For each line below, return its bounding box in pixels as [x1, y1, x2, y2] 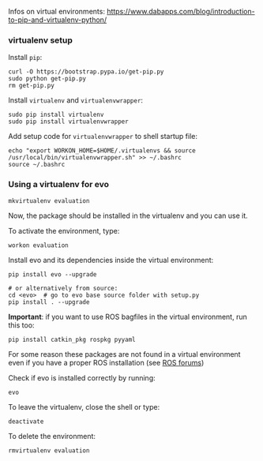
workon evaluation [8, 241, 69, 249]
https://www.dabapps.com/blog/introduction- [106, 7, 255, 16]
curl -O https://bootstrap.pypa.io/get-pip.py [8, 68, 164, 76]
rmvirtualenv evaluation [8, 446, 90, 455]
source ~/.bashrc [8, 161, 66, 169]
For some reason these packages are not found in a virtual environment [8, 349, 241, 358]
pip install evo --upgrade [8, 270, 97, 279]
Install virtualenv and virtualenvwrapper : [8, 96, 144, 105]
